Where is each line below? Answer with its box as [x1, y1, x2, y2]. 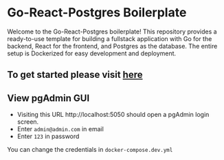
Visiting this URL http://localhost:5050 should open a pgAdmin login [16, 111, 210, 119]
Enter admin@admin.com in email [16, 125, 104, 133]
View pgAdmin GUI [7, 92, 90, 104]
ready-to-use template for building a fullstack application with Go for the [7, 34, 212, 42]
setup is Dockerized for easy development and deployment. [7, 49, 177, 57]
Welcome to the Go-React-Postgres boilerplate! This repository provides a [7, 27, 218, 36]
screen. [16, 118, 39, 126]
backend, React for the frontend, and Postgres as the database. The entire [7, 42, 218, 50]
